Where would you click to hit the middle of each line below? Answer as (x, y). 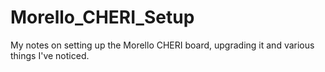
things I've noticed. (50, 55)
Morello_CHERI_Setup (102, 17)
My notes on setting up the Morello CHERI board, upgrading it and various (162, 45)
